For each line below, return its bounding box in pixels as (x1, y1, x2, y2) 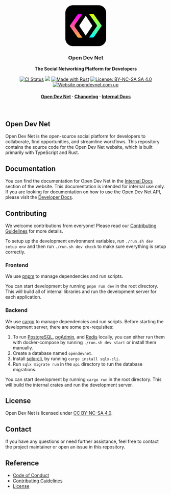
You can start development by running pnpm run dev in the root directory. (5, 283, 158, 289)
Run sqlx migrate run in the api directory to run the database (12, 361, 143, 367)
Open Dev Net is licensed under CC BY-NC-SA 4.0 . (5, 410, 113, 416)
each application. (5, 294, 42, 300)
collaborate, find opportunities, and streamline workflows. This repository (5, 139, 160, 145)
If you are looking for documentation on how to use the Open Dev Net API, (5, 189, 162, 195)
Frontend (5, 261, 29, 268)
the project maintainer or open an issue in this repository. (5, 444, 126, 450)
